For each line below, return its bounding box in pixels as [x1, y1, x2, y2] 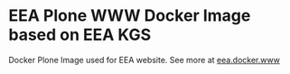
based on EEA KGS [8, 24, 151, 45]
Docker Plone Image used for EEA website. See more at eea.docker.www [8, 54, 281, 65]
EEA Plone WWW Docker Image [8, 5, 251, 26]
